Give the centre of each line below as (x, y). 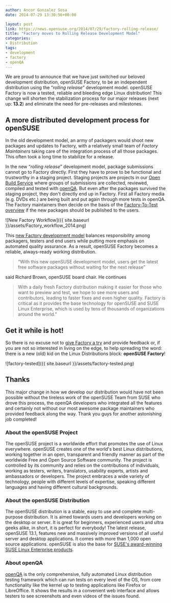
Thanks (18, 380)
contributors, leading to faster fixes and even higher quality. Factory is (92, 298)
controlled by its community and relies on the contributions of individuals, (82, 465)
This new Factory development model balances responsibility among (78, 236)
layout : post (19, 24)
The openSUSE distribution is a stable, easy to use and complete (74, 512)
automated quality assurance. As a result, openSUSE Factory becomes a (82, 246)
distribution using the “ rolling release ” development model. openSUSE (79, 88)
